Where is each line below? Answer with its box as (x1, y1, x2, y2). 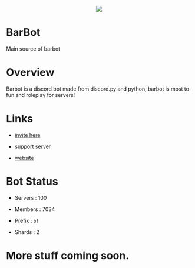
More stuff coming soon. (6, 249, 130, 262)
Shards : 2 (14, 228, 40, 235)
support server (14, 143, 51, 150)
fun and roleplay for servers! (6, 91, 75, 98)
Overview (6, 66, 55, 79)
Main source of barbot (6, 45, 61, 52)
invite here (14, 131, 41, 138)
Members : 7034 (14, 206, 55, 213)
